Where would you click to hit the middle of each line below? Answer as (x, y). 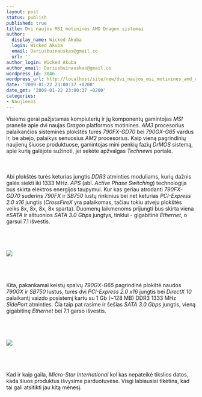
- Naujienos (21, 101)
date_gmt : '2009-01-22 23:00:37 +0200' (56, 91)
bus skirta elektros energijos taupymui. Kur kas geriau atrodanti (85, 189)
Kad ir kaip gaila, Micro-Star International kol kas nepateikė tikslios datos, (97, 374)
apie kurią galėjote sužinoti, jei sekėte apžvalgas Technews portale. (90, 151)
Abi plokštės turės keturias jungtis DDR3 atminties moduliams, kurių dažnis (99, 176)
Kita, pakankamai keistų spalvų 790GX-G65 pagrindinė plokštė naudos (94, 285)
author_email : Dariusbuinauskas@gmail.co (59, 68)
